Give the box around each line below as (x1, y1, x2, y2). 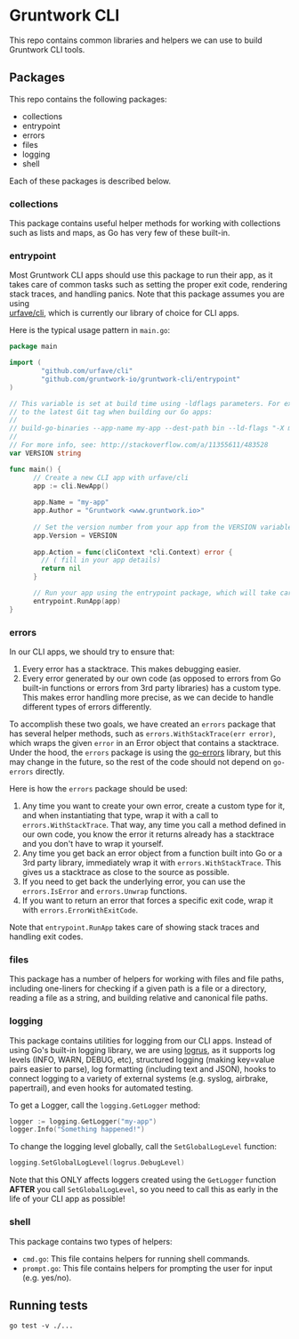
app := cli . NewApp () (32, 482, 109, 491)
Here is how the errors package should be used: (9, 783, 189, 794)
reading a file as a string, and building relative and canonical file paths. (9, 993, 269, 1003)
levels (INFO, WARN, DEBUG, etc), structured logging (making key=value (9, 1054, 275, 1065)
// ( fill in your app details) (41, 556, 162, 565)
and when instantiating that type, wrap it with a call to (21, 810, 219, 821)
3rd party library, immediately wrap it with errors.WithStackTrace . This (21, 857, 282, 868)
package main (9, 342, 58, 352)
